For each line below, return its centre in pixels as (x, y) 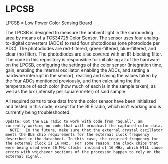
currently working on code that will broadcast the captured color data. (84, 126)
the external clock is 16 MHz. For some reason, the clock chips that (82, 143)
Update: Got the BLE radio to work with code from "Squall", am (74, 121)
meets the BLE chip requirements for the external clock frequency (77, 134)
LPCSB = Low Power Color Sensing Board (49, 23)
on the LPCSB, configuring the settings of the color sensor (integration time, (84, 65)
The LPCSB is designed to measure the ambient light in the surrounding (79, 32)
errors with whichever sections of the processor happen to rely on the (83, 152)
